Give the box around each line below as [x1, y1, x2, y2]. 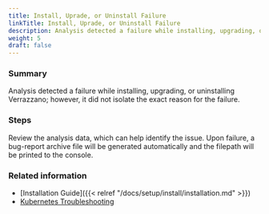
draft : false [8, 42, 52, 50]
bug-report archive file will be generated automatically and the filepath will [8, 141, 255, 151]
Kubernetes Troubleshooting [19, 197, 114, 207]
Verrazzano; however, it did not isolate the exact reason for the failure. [8, 95, 240, 104]
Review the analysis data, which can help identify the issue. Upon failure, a [8, 133, 255, 143]
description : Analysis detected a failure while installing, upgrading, [8, 26, 256, 34]
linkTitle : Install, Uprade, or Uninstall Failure [8, 19, 181, 27]
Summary [8, 68, 48, 79]
